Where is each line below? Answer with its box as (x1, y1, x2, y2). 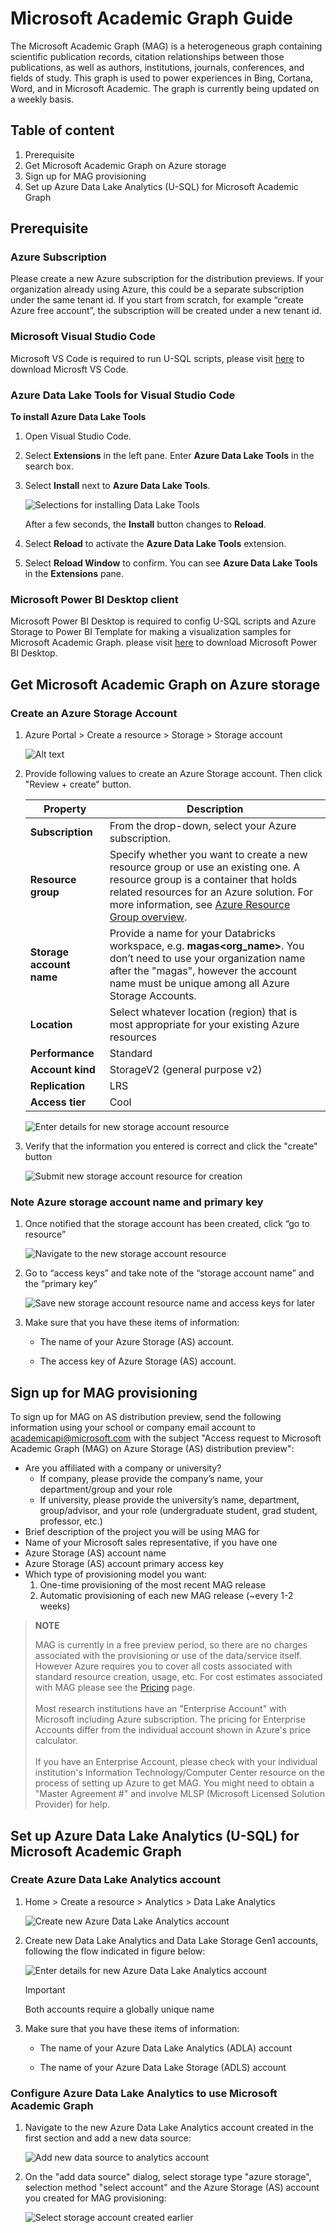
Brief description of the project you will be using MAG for (24, 1526, 260, 1538)
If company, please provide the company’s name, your (39, 1473, 264, 1485)
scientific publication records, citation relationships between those (10, 50, 285, 62)
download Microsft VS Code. (10, 363, 129, 375)
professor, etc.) (39, 1515, 103, 1527)
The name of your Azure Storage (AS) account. (39, 1336, 235, 1348)
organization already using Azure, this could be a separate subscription (10, 283, 305, 296)
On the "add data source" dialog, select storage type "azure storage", (24, 2171, 312, 2183)
